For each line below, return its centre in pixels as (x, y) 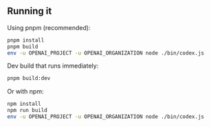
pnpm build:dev (29, 79)
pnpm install (26, 40)
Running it (30, 11)
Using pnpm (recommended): (49, 27)
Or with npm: (25, 91)
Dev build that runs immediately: (53, 66)
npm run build (27, 111)
